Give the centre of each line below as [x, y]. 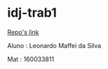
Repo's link [23, 32]
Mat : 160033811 [31, 59]
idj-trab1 [32, 13]
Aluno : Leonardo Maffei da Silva [54, 45]
